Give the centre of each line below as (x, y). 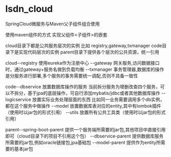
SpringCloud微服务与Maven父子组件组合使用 (52, 24)
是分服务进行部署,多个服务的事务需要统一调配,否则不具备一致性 (72, 75)
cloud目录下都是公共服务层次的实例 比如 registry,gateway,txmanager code (84, 45)
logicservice (18, 99)
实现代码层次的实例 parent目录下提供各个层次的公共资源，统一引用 (89, 52)
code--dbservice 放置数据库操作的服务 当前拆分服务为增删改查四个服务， (83, 86)
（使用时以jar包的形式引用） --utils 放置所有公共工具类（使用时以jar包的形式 (85, 112)
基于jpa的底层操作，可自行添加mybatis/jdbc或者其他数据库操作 (94, 93)
